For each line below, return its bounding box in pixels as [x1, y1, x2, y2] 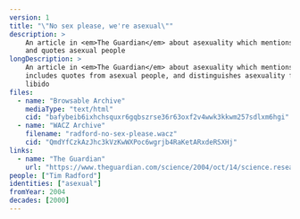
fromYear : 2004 [9, 188, 66, 197]
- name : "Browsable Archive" [17, 96, 126, 105]
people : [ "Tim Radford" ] [9, 171, 102, 180]
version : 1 [9, 13, 50, 22]
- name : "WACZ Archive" [17, 122, 105, 131]
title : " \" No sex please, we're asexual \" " [9, 21, 174, 30]
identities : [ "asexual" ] [9, 180, 102, 189]
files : [9, 88, 34, 97]
